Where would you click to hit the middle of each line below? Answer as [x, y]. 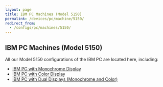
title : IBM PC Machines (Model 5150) [44, 14]
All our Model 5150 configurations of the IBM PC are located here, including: [82, 59]
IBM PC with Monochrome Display [47, 68]
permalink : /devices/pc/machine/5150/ [45, 19]
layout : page [18, 10]
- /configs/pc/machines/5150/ [40, 28]
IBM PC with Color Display [39, 74]
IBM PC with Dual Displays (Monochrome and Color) [65, 79]
